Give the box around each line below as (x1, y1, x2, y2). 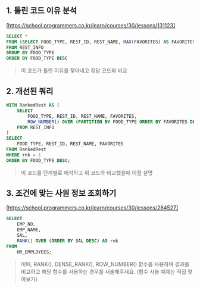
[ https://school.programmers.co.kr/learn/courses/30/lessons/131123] (6, 21, 176, 29)
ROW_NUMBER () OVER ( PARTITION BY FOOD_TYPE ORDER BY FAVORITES (27, 118, 187, 125)
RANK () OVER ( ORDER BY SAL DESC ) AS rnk (17, 237, 118, 244)
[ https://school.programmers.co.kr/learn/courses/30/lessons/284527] (6, 204, 179, 211)
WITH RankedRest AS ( (6, 102, 60, 108)
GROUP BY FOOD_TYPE (6, 50, 55, 56)
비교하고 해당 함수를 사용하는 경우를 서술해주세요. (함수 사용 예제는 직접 (20, 268, 186, 275)
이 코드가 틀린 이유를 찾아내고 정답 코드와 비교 (20, 67, 127, 74)
